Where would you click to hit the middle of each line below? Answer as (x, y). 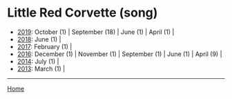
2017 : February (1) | (45, 46)
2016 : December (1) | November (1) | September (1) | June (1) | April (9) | (119, 54)
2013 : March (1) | (41, 69)
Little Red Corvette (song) (83, 13)
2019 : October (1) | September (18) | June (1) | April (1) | (96, 32)
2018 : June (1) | (39, 39)
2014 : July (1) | (38, 61)
